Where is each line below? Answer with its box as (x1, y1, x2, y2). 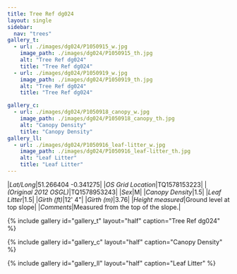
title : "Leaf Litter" (20, 161, 83, 168)
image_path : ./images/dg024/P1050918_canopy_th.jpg (20, 115, 175, 122)
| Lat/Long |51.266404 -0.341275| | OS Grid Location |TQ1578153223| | (7, 180, 207, 189)
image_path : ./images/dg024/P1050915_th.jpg (20, 50, 153, 57)
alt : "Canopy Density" (20, 121, 87, 129)
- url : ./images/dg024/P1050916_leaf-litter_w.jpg (13, 141, 166, 148)
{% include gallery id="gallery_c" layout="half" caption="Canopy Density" (7, 237, 223, 246)
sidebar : (7, 23, 33, 30)
